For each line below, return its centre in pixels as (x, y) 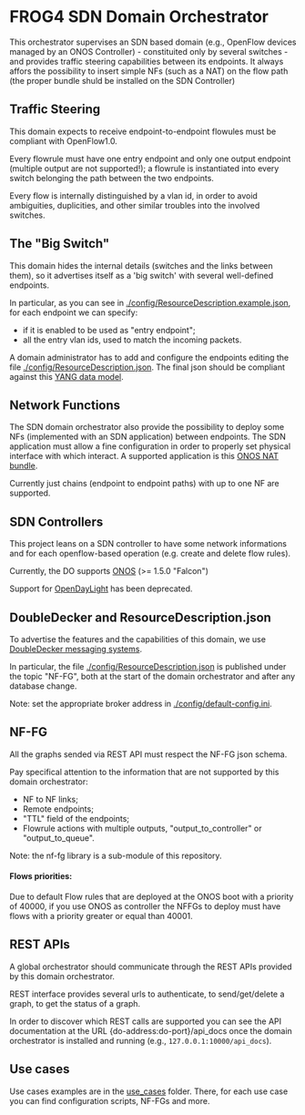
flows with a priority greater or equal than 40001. (101, 916)
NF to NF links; (51, 799)
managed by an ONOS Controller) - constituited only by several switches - (149, 51)
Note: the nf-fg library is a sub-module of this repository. (116, 855)
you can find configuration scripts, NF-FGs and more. (110, 1100)
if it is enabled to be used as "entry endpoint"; (109, 330)
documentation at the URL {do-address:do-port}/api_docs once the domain (151, 1030)
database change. (43, 686)
